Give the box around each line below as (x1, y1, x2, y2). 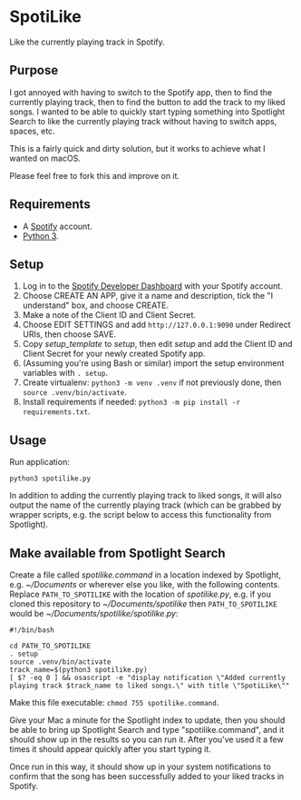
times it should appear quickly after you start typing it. (9, 744, 211, 755)
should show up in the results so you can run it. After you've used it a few (9, 734, 284, 745)
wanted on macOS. (9, 153, 82, 163)
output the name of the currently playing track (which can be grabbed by (9, 499, 282, 510)
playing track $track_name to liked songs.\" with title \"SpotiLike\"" (9, 681, 290, 690)
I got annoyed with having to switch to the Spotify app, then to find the (9, 86, 273, 97)
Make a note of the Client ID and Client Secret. (22, 310, 197, 321)
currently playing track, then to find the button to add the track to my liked (9, 96, 286, 107)
